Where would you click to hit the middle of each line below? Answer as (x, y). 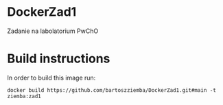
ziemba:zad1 (24, 96)
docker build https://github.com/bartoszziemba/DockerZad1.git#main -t (111, 90)
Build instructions (59, 59)
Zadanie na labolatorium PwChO (53, 31)
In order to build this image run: (51, 78)
